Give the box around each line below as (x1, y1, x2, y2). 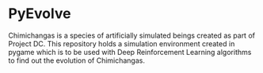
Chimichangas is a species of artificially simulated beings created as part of (8, 31, 256, 40)
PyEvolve (8, 5, 71, 23)
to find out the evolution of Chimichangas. (8, 56, 145, 65)
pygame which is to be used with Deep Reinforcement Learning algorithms (8, 47, 252, 57)
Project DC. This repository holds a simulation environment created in (8, 38, 235, 48)
